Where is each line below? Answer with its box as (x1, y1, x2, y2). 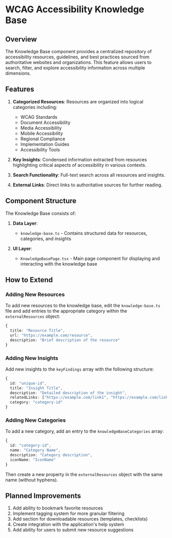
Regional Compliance (20, 136, 66, 142)
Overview (5, 35, 37, 44)
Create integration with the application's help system (12, 521, 124, 528)
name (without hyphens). (5, 477, 58, 483)
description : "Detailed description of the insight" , (10, 390, 127, 395)
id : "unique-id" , (10, 380, 47, 386)
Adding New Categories (5, 417, 66, 424)
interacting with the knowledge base (20, 261, 97, 267)
